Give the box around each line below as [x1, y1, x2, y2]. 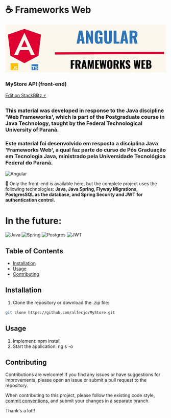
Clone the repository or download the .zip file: [12, 299, 110, 305]
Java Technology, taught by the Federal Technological [5, 120, 143, 127]
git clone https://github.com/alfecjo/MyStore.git [5, 310, 115, 315]
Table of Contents [5, 247, 64, 255]
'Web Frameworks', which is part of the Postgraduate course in [5, 114, 165, 121]
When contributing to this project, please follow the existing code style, [5, 392, 155, 399]
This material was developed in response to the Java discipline [5, 107, 164, 114]
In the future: [5, 215, 62, 227]
